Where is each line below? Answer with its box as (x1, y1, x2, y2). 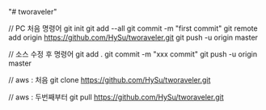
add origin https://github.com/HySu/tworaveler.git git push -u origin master (8, 32, 259, 42)
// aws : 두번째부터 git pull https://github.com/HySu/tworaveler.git (8, 92, 224, 102)
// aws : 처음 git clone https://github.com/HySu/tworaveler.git (8, 75, 211, 84)
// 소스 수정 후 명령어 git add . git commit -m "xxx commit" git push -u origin (8, 49, 257, 59)
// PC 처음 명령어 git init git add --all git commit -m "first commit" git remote (8, 23, 258, 33)
